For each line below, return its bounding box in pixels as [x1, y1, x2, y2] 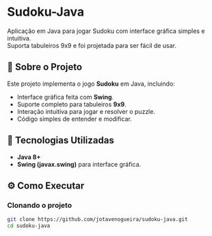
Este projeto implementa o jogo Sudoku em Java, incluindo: [7, 80, 176, 88]
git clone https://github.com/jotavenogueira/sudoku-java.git [7, 216, 188, 223]
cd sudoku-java [7, 222, 51, 230]
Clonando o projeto [7, 200, 72, 210]
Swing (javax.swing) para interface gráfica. [16, 160, 142, 168]
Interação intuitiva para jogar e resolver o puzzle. [16, 107, 156, 115]
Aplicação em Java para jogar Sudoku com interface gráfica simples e [7, 27, 205, 35]
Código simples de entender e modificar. [16, 115, 132, 123]
